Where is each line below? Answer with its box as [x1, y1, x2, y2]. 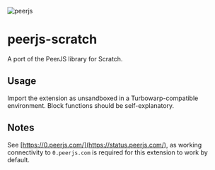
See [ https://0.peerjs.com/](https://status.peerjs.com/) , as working [7, 140, 202, 149]
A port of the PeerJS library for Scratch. [7, 54, 123, 63]
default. [7, 155, 30, 164]
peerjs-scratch [7, 32, 98, 47]
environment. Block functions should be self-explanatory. [7, 101, 175, 109]
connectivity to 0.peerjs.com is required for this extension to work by [7, 148, 209, 157]
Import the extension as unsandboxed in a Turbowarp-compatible [7, 94, 199, 102]
